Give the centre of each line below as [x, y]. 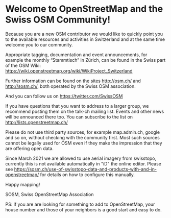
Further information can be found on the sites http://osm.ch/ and [73, 81]
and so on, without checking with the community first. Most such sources [82, 137]
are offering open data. [29, 148]
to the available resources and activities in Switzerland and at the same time [85, 39]
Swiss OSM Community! [58, 20]
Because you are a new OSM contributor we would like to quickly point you [84, 34]
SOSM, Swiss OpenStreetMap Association [50, 194]
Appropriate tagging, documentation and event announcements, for [76, 55]
